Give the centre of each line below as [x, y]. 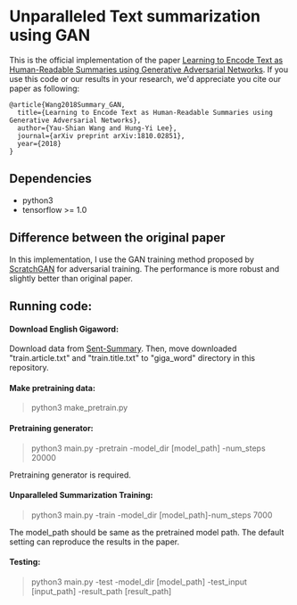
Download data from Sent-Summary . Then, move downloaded [123, 348]
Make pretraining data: [53, 388]
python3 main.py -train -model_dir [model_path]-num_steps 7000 [152, 515]
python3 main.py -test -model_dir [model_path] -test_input [139, 582]
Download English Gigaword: [64, 329]
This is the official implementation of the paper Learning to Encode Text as [146, 60]
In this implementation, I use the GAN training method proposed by [132, 259]
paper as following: [45, 88]
